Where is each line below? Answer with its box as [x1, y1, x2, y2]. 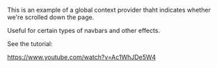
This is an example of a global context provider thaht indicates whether [7, 6, 211, 14]
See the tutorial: [7, 40, 53, 47]
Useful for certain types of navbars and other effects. [7, 27, 161, 34]
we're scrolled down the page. [7, 13, 95, 21]
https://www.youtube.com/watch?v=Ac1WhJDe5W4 [7, 53, 156, 61]
